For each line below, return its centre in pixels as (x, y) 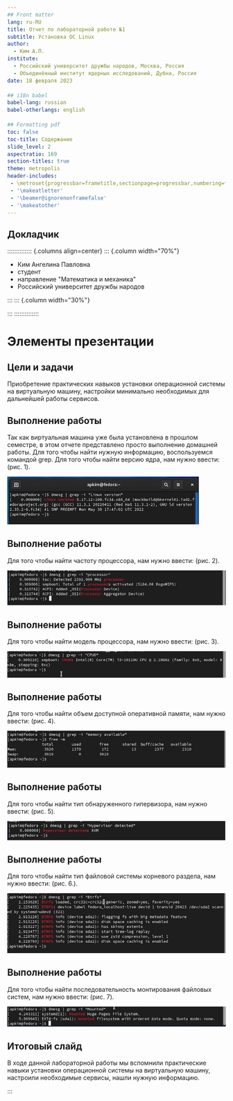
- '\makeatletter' (37, 190)
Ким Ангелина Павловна (54, 265)
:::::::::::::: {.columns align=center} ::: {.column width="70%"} (93, 251)
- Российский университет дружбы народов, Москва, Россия (99, 66)
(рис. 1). (19, 467)
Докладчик (33, 234)
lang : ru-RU (24, 22)
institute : (23, 59)
